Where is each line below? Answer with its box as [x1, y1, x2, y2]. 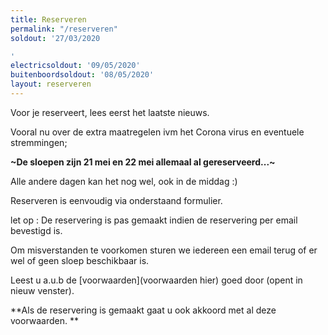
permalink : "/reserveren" [10, 24, 118, 34]
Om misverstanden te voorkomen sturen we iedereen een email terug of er [10, 244, 318, 256]
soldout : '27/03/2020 [10, 33, 101, 43]
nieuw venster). [10, 284, 75, 296]
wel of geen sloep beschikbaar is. [10, 254, 150, 266]
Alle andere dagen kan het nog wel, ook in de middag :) [10, 175, 238, 187]
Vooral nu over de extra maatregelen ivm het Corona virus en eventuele [10, 126, 305, 138]
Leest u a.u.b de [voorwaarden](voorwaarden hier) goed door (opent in [10, 274, 303, 286]
